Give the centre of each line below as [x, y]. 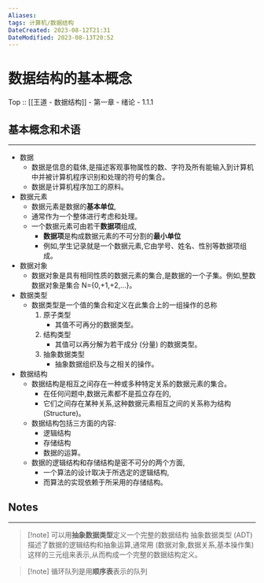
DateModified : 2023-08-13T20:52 [61, 37]
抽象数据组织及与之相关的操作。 [106, 364]
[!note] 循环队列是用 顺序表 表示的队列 [87, 571]
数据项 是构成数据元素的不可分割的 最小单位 [112, 236]
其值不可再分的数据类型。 [96, 325]
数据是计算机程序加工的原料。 [79, 187]
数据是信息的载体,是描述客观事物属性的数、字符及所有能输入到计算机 [142, 167]
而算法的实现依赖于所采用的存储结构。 [105, 482]
